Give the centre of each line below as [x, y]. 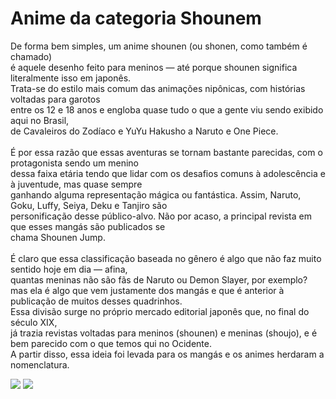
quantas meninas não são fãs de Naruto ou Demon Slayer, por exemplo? [159, 279]
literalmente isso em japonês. [71, 78]
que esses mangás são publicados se [88, 226]
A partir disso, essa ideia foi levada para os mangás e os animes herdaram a [167, 354]
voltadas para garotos [55, 99]
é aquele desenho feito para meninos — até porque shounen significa [154, 67]
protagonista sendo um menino [74, 163]
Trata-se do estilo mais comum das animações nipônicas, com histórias [158, 88]
